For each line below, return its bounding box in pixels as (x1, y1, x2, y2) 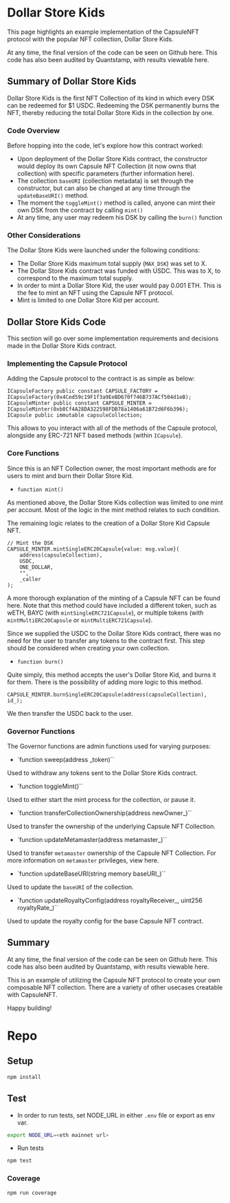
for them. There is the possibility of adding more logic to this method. (7, 677, 203, 686)
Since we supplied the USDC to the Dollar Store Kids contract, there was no (7, 629, 221, 637)
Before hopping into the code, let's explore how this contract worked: (7, 141, 204, 150)
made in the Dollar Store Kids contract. (7, 342, 117, 350)
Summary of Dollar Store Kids (7, 76, 137, 88)
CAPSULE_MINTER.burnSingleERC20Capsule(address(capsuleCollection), (7, 691, 207, 698)
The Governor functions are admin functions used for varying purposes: (7, 742, 211, 750)
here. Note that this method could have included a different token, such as (7, 601, 217, 609)
